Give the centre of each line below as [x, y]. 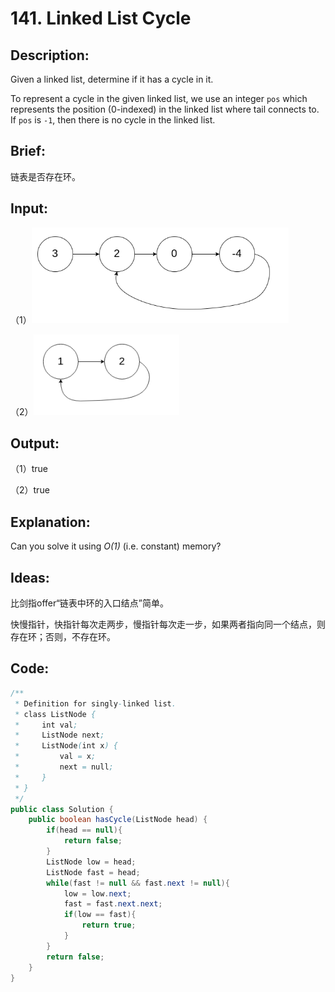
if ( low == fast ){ [100, 915]
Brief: [28, 151]
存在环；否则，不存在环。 [63, 637]
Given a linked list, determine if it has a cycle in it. [112, 79]
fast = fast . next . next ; [113, 904]
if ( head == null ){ [84, 830]
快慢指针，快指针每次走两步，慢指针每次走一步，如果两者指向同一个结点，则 [168, 624]
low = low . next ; [97, 893]
